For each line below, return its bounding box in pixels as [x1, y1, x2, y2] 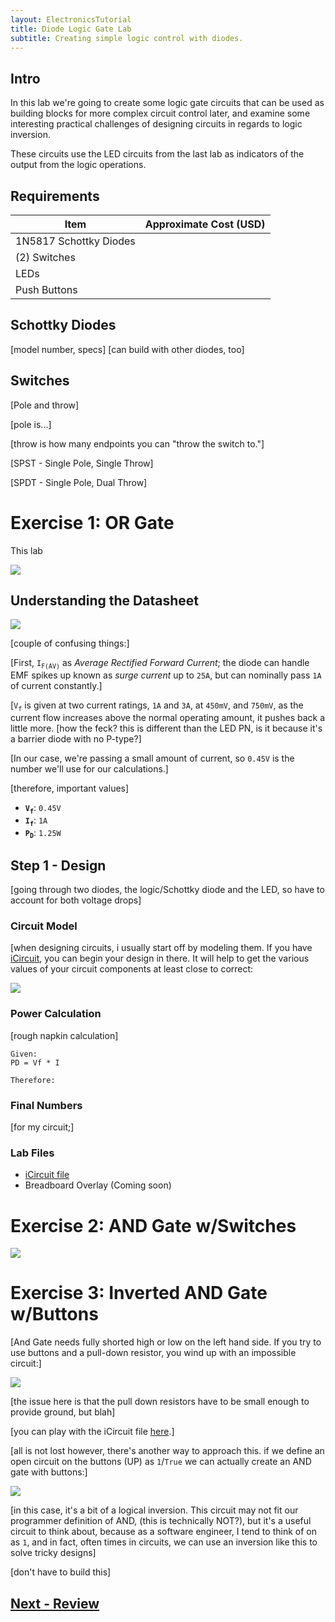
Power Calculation [10, 1007, 102, 1021]
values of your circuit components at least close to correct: [10, 963, 254, 975]
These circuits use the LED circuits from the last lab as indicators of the [10, 148, 305, 160]
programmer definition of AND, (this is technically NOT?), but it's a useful [10, 1515, 312, 1527]
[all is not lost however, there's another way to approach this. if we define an [10, 1445, 325, 1457]
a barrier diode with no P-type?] [10, 732, 142, 745]
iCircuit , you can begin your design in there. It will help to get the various [10, 952, 310, 965]
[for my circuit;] [10, 1121, 75, 1133]
